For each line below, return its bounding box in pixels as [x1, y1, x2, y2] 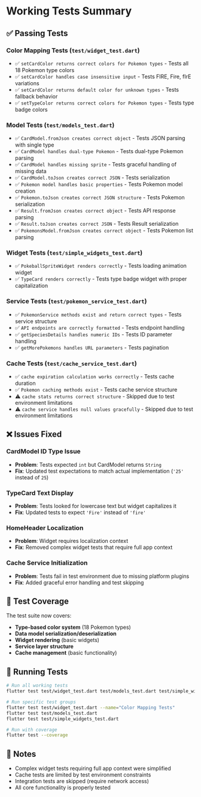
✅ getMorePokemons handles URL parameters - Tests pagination [14, 344, 169, 351]
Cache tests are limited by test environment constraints [14, 771, 151, 778]
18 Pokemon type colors [14, 66, 75, 73]
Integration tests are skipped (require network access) [14, 778, 150, 785]
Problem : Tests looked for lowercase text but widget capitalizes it [14, 503, 176, 510]
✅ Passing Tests [6, 28, 68, 38]
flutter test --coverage [6, 732, 68, 738]
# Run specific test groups [6, 699, 77, 705]
